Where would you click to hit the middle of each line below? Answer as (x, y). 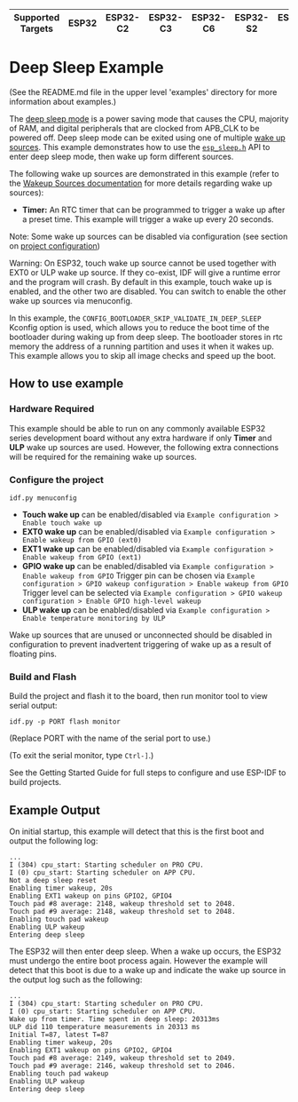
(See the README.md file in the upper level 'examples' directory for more (143, 91)
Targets (36, 28)
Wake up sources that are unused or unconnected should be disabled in (141, 635)
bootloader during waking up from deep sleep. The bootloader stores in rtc (146, 337)
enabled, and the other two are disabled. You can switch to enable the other (148, 291)
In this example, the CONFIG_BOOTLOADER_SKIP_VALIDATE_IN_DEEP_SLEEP (135, 318)
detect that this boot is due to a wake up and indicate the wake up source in (148, 971)
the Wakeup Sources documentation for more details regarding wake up (141, 183)
